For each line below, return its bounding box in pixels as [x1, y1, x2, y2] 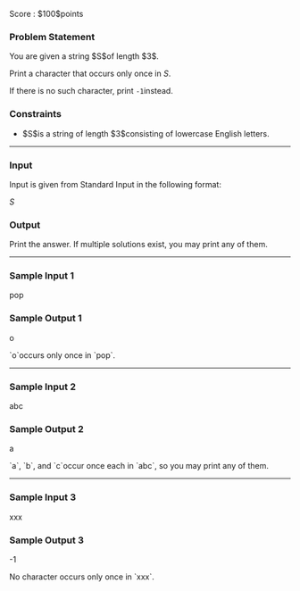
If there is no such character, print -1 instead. [9, 86, 174, 96]
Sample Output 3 [9, 534, 85, 546]
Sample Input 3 [9, 491, 77, 504]
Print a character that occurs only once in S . [9, 68, 171, 79]
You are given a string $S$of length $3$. [9, 51, 159, 62]
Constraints [9, 108, 62, 121]
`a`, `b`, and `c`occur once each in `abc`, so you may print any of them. [9, 461, 270, 471]
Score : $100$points [9, 9, 84, 19]
